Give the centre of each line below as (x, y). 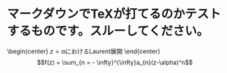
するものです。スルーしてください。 (108, 31)
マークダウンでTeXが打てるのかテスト (114, 14)
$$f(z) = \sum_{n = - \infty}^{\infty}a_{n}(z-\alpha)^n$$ (115, 62)
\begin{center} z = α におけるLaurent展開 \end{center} (84, 51)
